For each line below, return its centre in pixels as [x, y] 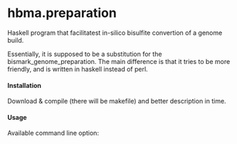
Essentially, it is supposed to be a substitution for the [85, 54]
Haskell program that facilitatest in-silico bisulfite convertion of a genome [115, 33]
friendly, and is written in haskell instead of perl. [78, 69]
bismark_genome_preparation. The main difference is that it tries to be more [119, 61]
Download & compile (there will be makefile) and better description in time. [117, 101]
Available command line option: [53, 133]
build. [16, 40]
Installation [24, 85]
